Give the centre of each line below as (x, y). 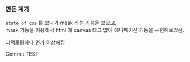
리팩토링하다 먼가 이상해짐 (35, 42)
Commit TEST (22, 54)
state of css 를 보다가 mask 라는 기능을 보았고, (61, 23)
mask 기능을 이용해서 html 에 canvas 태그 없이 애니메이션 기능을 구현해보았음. (95, 30)
